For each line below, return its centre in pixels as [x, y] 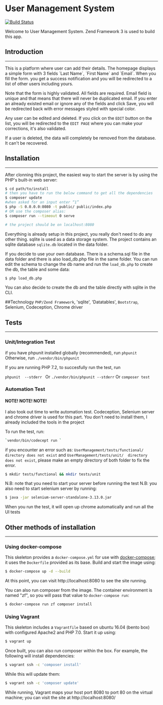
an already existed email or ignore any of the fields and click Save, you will [80, 103]
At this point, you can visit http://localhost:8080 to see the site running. [76, 581]
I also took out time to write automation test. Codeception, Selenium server [80, 411]
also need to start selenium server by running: [51, 489]
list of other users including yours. [39, 84]
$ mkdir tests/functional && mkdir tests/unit [53, 474]
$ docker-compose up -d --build [38, 572]
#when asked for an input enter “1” [42, 203]
